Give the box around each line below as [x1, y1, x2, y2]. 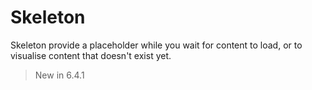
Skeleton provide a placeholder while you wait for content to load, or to [10, 39, 303, 51]
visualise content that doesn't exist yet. [10, 49, 172, 61]
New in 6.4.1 [34, 69, 85, 81]
